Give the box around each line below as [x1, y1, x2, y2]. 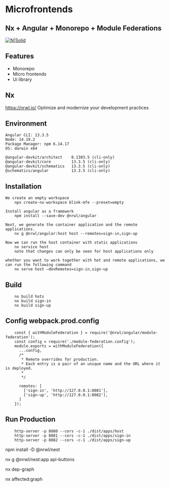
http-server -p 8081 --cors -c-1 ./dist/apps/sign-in [14, 433, 131, 438]
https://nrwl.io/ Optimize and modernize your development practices [5, 104, 149, 110]
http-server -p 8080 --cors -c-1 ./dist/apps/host [14, 429, 124, 434]
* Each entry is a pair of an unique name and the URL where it [21, 361, 160, 367]
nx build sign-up [14, 303, 51, 308]
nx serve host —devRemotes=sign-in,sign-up [14, 267, 108, 272]
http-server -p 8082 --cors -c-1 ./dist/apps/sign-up [14, 437, 131, 443]
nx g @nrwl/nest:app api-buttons [5, 456, 75, 462]
